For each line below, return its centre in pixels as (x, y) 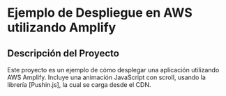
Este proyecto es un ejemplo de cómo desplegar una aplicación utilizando (113, 70)
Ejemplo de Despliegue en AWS (100, 13)
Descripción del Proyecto (63, 53)
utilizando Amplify (62, 27)
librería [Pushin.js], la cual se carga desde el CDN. (79, 85)
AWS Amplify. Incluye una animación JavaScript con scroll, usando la (106, 77)
